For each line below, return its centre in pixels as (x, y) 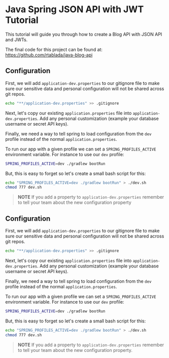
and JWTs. (16, 40)
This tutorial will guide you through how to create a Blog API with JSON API (84, 34)
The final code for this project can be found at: (54, 49)
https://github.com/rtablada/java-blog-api (49, 55)
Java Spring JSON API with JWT (75, 9)
